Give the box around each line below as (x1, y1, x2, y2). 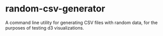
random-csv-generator (5, 3, 105, 14)
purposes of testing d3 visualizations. (5, 24, 84, 30)
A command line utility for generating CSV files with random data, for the (5, 19, 158, 25)
